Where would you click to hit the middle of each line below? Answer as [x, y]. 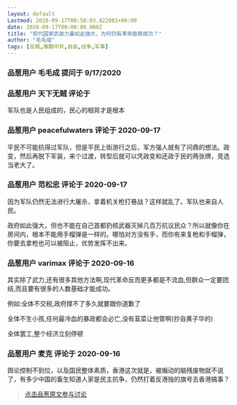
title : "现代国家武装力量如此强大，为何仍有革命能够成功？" [85, 34]
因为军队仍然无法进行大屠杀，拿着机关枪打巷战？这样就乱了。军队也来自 [112, 201]
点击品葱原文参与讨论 [55, 394]
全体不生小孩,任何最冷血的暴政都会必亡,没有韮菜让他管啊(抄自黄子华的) [110, 319]
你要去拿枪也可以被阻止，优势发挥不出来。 [69, 243]
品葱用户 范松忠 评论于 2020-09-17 [67, 184]
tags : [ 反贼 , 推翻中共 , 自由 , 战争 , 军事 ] [58, 47]
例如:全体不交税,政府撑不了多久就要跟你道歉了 [74, 304]
